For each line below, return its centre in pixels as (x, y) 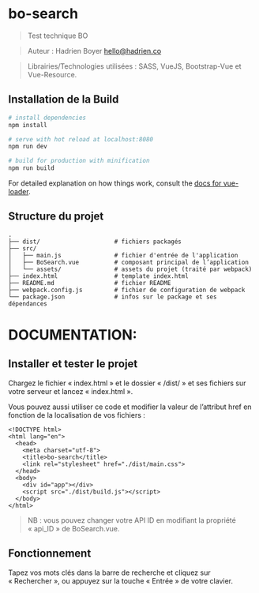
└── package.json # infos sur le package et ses (113, 297)
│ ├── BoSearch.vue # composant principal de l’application (128, 262)
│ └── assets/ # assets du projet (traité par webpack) (130, 269)
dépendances (28, 304)
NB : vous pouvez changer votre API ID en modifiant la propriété (132, 520)
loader (19, 191)
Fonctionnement (50, 554)
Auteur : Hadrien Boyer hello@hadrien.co (94, 51)
